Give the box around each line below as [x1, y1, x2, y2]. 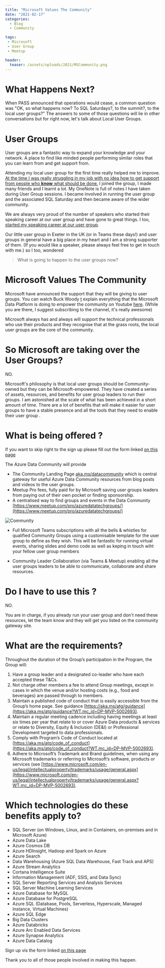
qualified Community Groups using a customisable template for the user [12, 532, 160, 538]
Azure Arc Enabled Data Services [12, 927, 81, 933]
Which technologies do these [5, 800, 129, 811]
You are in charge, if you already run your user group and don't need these [5, 612, 158, 618]
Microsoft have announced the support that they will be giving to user [5, 291, 148, 297]
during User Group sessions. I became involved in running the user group [5, 191, 155, 197]
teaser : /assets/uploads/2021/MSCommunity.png [9, 62, 108, 67]
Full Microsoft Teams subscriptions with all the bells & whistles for [12, 528, 147, 533]
